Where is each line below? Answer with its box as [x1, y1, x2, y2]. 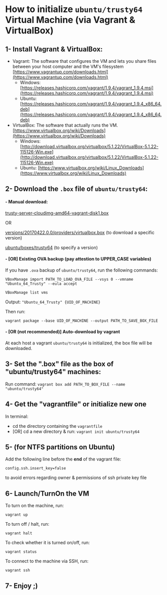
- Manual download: [5, 198, 48, 204]
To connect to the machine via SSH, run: [5, 558, 89, 564]
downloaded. [5, 345, 33, 351]
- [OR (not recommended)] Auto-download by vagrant [5, 329, 120, 335]
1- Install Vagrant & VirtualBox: [5, 45, 103, 53]
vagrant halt [5, 531, 33, 536]
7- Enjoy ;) [5, 581, 38, 590]
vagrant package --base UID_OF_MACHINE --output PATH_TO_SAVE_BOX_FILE [5, 318, 158, 323]
